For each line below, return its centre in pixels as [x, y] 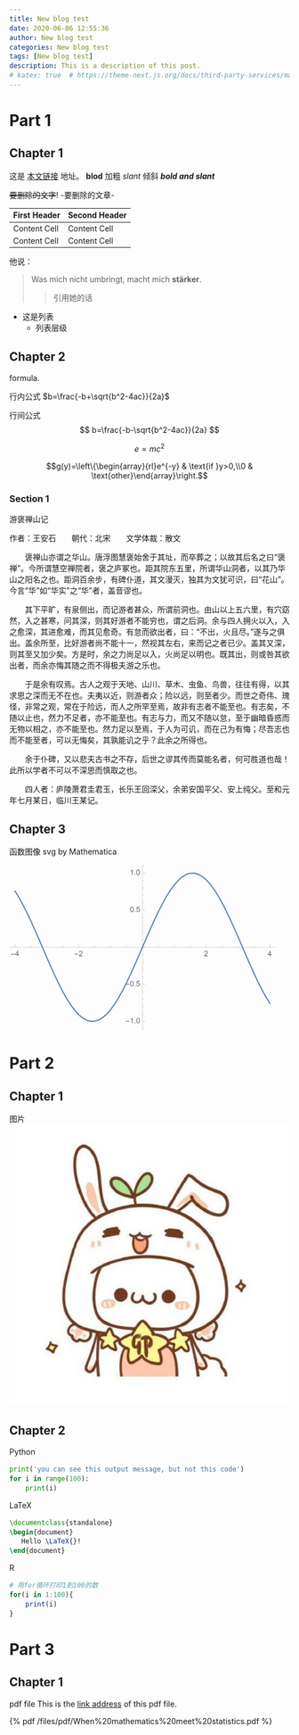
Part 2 [32, 1063]
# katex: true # [41, 76]
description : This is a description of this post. [105, 66]
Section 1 [29, 498]
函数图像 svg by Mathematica [63, 851]
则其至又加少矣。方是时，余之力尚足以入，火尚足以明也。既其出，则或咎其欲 [149, 654]
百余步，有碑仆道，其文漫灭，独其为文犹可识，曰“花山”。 [184, 579]
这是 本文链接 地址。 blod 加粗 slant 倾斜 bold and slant [112, 176]
